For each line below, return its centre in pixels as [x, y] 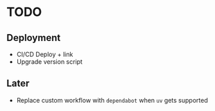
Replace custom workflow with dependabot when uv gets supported [112, 100]
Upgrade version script [49, 62]
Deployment [34, 38]
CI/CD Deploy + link [45, 54]
